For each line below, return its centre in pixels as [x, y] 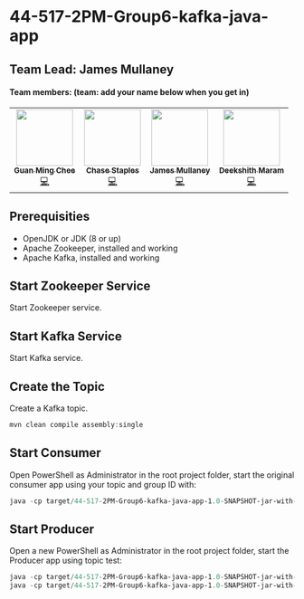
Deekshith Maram [252, 170]
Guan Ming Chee [45, 170]
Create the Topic [57, 386]
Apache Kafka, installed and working [91, 257]
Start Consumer [55, 453]
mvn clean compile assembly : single [76, 425]
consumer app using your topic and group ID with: [103, 484]
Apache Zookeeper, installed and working [100, 248]
